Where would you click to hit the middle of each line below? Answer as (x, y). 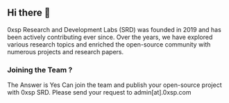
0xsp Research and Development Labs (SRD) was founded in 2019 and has (114, 29)
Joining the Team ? (40, 70)
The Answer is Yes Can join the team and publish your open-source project (114, 85)
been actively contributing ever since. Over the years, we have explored (110, 37)
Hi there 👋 (29, 13)
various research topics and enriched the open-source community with (109, 44)
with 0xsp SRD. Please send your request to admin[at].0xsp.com (99, 93)
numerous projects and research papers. (65, 51)
